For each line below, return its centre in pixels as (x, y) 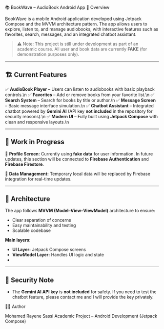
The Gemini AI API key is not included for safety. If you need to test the (84, 292)
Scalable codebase (31, 230)
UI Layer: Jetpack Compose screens (49, 250)
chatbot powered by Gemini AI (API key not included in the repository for (79, 111)
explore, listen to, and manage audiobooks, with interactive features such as (82, 29)
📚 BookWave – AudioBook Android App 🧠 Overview (57, 7)
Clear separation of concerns (42, 220)
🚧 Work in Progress (35, 142)
